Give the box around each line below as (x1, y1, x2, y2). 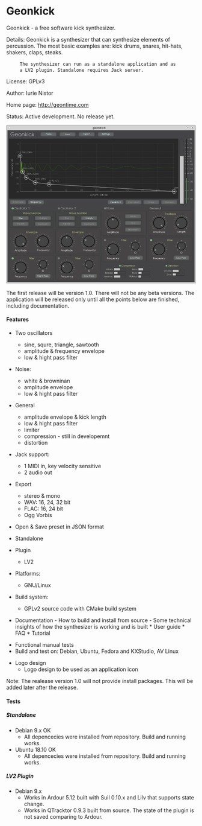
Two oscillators (14, 329, 53, 336)
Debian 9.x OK (14, 726, 51, 734)
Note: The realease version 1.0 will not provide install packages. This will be (6, 677, 194, 684)
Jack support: (14, 451, 50, 458)
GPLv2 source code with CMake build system (23, 605, 137, 612)
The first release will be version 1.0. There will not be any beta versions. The (6, 289, 195, 296)
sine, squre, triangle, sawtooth (23, 341, 99, 348)
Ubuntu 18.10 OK (14, 746, 56, 753)
